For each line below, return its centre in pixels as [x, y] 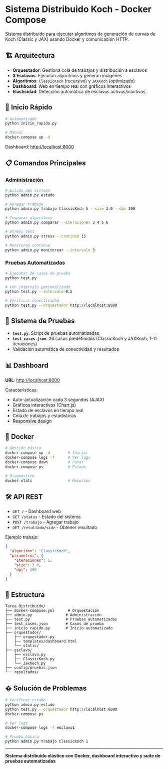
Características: [21, 390]
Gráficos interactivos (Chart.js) [44, 405]
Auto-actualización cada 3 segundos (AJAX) [58, 400]
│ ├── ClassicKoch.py [30, 659]
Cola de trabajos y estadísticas [44, 416]
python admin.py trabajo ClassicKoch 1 [47, 741]
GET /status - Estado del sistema [46, 517]
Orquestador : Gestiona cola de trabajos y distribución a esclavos [80, 70]
